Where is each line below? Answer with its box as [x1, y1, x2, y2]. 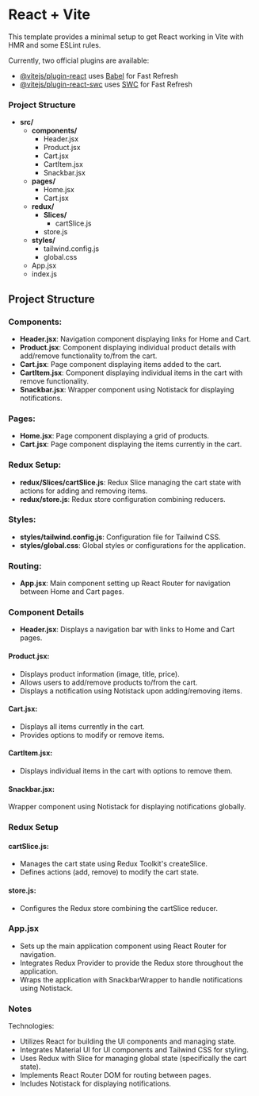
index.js [31, 269, 58, 279]
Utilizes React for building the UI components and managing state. [19, 1036, 236, 1046]
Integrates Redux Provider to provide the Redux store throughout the [19, 958, 244, 967]
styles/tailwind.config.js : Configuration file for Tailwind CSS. [19, 532, 221, 542]
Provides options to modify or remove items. [19, 730, 165, 739]
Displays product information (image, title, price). [19, 669, 180, 678]
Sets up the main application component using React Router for [19, 941, 227, 951]
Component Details [8, 607, 85, 618]
